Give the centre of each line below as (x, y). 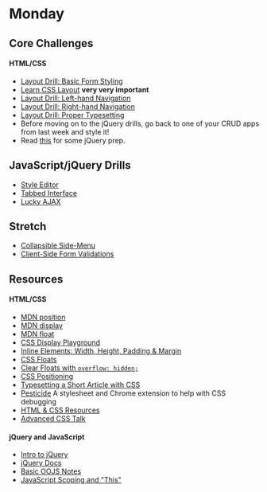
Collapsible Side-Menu (58, 246)
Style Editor (39, 185)
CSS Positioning (47, 376)
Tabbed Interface (49, 193)
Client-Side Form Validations (67, 254)
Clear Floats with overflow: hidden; (79, 368)
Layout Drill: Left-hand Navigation (75, 98)
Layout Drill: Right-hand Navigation (78, 106)
